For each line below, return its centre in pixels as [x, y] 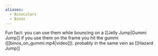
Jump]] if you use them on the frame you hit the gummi [62, 38]
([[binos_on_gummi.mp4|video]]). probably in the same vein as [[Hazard [79, 43]
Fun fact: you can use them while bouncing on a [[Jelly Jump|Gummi [76, 33]
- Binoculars [23, 14]
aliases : [14, 10]
